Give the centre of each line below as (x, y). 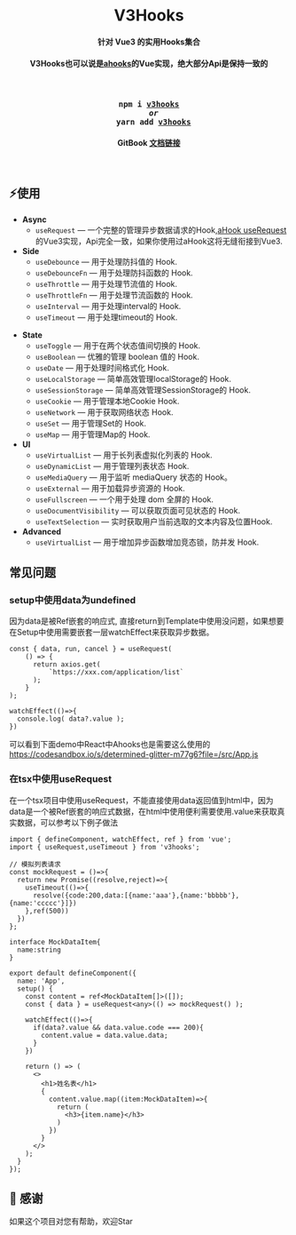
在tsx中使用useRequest (61, 779)
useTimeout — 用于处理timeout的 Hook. (106, 317)
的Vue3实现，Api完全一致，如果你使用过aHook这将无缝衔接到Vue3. (159, 241)
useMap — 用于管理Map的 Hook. (93, 434)
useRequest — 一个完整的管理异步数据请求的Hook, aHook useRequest (161, 230)
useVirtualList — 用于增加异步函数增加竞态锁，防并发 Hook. (147, 542)
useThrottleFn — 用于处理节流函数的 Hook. (114, 295)
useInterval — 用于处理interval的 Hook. (108, 306)
